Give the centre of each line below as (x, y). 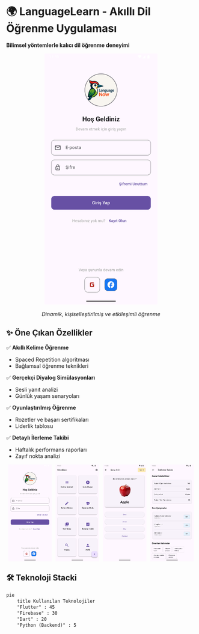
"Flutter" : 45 (36, 608)
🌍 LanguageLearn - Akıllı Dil (79, 12)
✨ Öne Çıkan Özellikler (49, 333)
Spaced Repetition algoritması (52, 359)
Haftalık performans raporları (51, 450)
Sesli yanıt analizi (36, 389)
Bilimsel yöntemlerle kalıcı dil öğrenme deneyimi (68, 45)
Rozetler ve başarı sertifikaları (52, 419)
